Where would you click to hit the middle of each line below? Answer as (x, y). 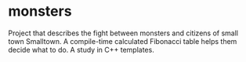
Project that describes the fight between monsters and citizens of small (123, 33)
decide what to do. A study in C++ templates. (81, 49)
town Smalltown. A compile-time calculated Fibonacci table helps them (123, 41)
